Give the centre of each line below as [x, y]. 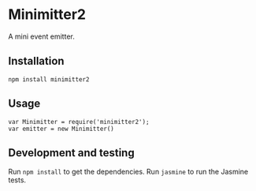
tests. [17, 180]
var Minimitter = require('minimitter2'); [79, 122]
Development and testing [72, 153]
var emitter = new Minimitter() [61, 129]
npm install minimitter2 [49, 79]
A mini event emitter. [41, 36]
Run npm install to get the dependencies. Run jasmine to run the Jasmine [128, 172]
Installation [36, 61]
